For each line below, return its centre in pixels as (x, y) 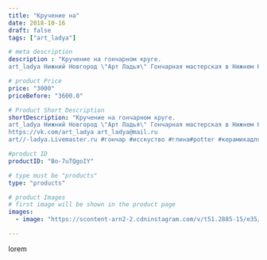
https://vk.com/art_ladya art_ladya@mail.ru (83, 132)
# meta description (41, 52)
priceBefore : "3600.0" (46, 96)
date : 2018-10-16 (37, 23)
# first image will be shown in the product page (92, 205)
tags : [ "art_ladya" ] (43, 38)
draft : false (30, 30)
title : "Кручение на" (44, 15)
